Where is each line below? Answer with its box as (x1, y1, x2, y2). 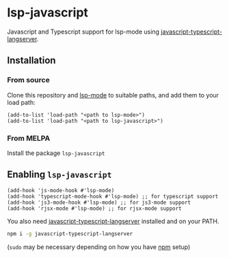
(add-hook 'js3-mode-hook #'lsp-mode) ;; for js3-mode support (7, 199, 191, 206)
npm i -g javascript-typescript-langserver (7, 230, 133, 237)
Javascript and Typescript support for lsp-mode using (7, 27, 159, 36)
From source (7, 75, 50, 85)
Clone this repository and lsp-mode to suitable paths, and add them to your (7, 91, 219, 99)
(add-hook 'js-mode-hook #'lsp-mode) (7, 187, 115, 193)
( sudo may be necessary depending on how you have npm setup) (7, 242, 191, 251)
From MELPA (7, 133, 51, 143)
